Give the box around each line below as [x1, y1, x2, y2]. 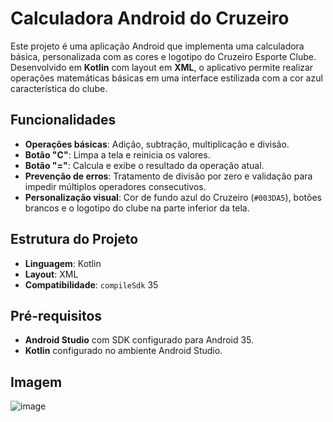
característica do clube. [10, 82, 108, 94]
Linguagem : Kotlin [24, 257, 102, 269]
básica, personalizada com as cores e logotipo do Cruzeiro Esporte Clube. [10, 50, 317, 62]
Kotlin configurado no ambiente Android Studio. [24, 345, 223, 357]
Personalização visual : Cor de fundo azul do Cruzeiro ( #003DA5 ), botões [24, 191, 322, 203]
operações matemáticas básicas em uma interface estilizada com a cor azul [10, 72, 323, 84]
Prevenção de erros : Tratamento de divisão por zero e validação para [24, 170, 313, 182]
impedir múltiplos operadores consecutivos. [24, 180, 207, 192]
